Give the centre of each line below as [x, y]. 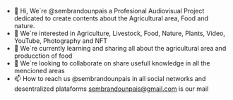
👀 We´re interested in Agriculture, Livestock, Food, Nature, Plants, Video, [120, 33]
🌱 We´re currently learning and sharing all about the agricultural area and [120, 48]
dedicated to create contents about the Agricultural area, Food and [111, 18]
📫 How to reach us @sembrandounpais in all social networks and [110, 79]
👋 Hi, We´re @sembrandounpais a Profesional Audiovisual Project [109, 11]
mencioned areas [39, 71]
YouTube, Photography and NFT [61, 41]
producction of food [43, 56]
